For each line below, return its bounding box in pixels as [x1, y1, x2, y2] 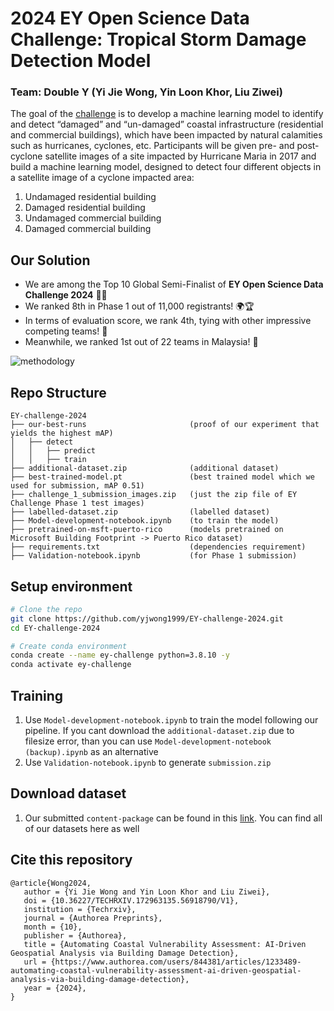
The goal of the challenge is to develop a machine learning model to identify [10, 108, 324, 120]
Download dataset [10, 785, 127, 802]
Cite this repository [10, 852, 133, 869]
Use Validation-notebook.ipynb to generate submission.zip [24, 756, 272, 768]
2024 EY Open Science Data [10, 7, 250, 30]
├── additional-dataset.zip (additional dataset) [10, 463, 280, 474]
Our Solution [10, 252, 91, 269]
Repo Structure [10, 384, 107, 401]
